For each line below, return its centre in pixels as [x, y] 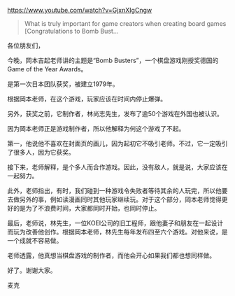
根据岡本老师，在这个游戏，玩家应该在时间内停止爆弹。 [87, 99]
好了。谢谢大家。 [32, 270]
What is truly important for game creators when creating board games [125, 23]
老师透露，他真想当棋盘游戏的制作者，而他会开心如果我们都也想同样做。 [111, 255]
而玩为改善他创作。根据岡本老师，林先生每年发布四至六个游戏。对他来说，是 [117, 232]
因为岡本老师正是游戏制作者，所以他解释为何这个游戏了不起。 [96, 128]
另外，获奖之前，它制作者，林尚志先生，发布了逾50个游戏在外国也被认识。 [115, 114]
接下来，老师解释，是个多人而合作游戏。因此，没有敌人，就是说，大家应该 [114, 167]
